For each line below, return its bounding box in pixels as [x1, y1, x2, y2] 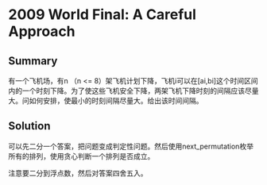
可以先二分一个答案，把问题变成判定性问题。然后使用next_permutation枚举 [8, 141, 254, 151]
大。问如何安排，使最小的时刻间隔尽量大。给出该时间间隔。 [8, 96, 203, 105]
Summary [8, 54, 58, 67]
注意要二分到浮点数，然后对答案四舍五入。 [8, 168, 148, 178]
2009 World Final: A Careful [8, 6, 197, 24]
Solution [8, 119, 51, 133]
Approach [8, 22, 75, 40]
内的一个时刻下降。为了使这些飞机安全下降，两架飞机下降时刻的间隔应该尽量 [8, 86, 259, 95]
